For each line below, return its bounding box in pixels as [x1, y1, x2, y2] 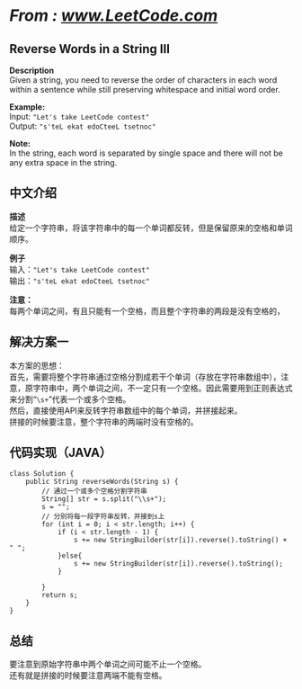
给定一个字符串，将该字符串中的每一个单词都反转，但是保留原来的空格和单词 [9, 222, 293, 233]
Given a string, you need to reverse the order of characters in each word [9, 75, 278, 85]
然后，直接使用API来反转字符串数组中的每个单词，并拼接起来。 [9, 405, 243, 416]
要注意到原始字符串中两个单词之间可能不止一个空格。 [9, 658, 207, 670]
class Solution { [9, 470, 75, 479]
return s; [41, 591, 78, 600]
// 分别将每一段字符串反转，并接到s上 [41, 512, 165, 522]
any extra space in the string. [9, 157, 118, 167]
